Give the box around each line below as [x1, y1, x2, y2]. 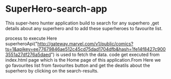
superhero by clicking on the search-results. [5, 67, 99, 74]
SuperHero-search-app [5, 3, 107, 15]
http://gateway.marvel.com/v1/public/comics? [37, 40, 134, 46]
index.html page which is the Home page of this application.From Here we [5, 57, 161, 63]
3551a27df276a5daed [5, 51, 51, 58]
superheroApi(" [5, 40, 38, 46]
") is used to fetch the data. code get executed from [51, 51, 160, 58]
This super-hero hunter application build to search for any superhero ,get [5, 20, 159, 26]
